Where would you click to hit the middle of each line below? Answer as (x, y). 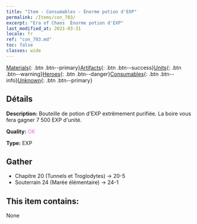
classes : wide (24, 51)
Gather (19, 162)
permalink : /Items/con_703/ (41, 17)
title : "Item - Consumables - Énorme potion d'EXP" (71, 12)
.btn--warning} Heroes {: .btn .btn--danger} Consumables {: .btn (82, 74)
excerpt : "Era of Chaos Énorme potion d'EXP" (65, 23)
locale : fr (20, 34)
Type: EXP (19, 143)
